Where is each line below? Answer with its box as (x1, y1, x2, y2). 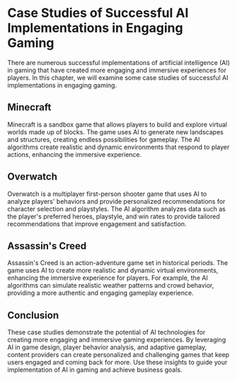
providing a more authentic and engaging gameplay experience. (7, 288, 194, 298)
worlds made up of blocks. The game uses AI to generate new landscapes (7, 127, 224, 136)
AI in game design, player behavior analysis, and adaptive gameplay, (7, 343, 207, 351)
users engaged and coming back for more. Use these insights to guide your (7, 358, 228, 367)
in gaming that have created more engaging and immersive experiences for (7, 66, 226, 74)
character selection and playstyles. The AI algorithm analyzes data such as (7, 204, 226, 213)
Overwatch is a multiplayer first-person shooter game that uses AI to (7, 189, 207, 198)
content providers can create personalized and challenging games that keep (7, 351, 230, 359)
